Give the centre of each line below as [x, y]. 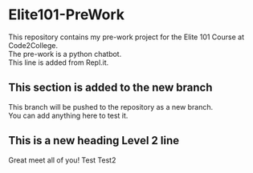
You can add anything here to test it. [68, 115]
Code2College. [33, 45]
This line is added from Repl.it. [59, 62]
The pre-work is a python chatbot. [65, 54]
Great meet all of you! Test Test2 [62, 160]
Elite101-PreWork [67, 15]
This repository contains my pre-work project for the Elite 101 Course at [126, 37]
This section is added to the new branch [110, 88]
